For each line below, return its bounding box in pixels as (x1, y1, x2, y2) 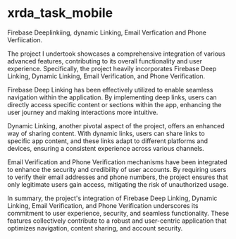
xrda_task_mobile (7, 5, 113, 21)
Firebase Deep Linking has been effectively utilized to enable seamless (7, 85, 213, 94)
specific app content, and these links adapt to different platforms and (7, 136, 208, 145)
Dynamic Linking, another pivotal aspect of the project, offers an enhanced (7, 121, 225, 130)
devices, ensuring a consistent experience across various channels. (7, 144, 204, 152)
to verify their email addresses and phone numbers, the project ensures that (7, 173, 228, 181)
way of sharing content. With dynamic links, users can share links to (7, 129, 206, 137)
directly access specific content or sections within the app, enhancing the (7, 100, 222, 109)
